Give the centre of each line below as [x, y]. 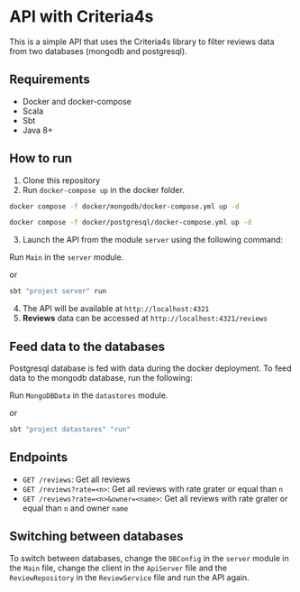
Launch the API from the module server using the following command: [153, 240]
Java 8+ [37, 130]
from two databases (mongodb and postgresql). [98, 51]
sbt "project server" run [58, 291]
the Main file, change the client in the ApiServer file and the [118, 568]
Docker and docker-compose [77, 101]
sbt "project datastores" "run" [70, 430]
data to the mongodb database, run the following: [101, 378]
